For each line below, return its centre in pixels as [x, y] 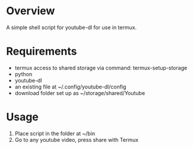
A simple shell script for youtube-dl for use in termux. [72, 27]
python [23, 74]
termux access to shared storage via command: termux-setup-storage [101, 68]
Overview [31, 11]
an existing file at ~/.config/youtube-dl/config [70, 87]
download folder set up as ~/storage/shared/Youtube [80, 93]
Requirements [42, 51]
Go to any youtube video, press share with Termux [76, 140]
